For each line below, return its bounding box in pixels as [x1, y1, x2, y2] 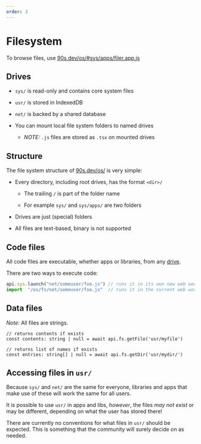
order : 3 [6, 8, 28, 15]
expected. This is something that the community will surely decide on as [6, 425, 184, 433]
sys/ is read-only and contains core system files [14, 87, 134, 94]
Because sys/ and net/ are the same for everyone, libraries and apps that [6, 384, 187, 391]
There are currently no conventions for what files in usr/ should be [6, 419, 170, 427]
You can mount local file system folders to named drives [14, 122, 154, 129]
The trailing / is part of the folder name [23, 190, 120, 197]
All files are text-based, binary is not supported [14, 225, 132, 232]
